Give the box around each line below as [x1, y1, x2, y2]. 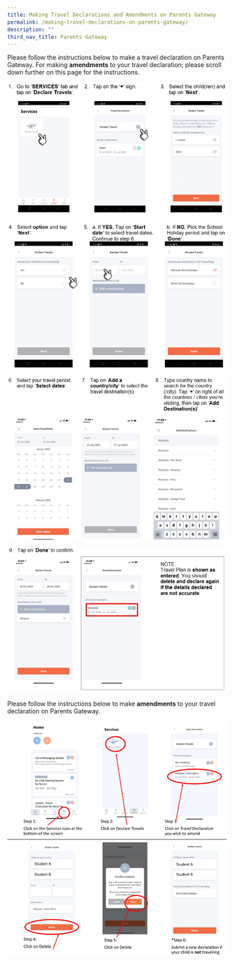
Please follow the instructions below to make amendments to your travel [7, 699, 216, 708]
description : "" [7, 26, 54, 33]
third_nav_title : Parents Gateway [7, 33, 108, 40]
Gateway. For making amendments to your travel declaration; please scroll [7, 61, 221, 69]
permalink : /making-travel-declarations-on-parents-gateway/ [7, 18, 189, 26]
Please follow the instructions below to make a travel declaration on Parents [7, 53, 225, 62]
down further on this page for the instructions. [7, 68, 140, 77]
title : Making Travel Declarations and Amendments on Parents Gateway [7, 11, 217, 18]
